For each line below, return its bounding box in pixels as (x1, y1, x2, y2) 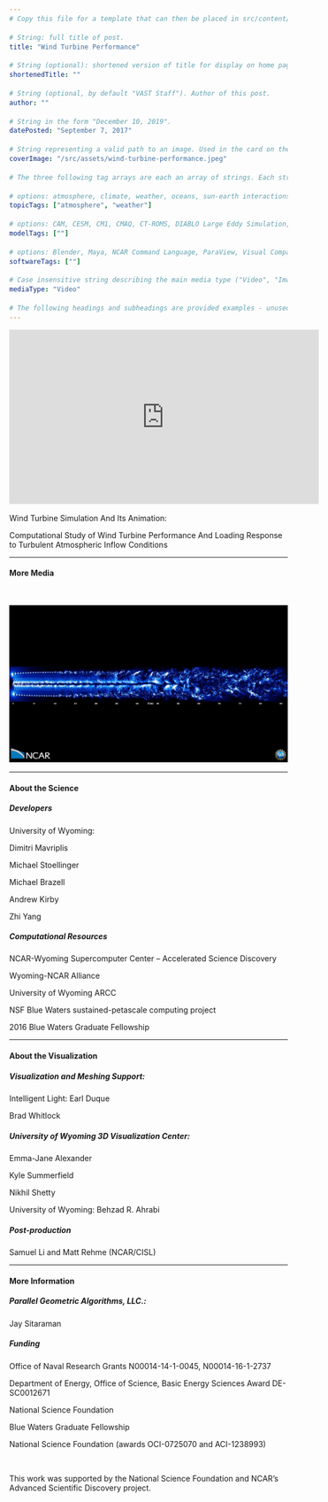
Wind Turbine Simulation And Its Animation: (9, 512, 168, 523)
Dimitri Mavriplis (9, 842, 69, 853)
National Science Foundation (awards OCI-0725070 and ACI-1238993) (9, 1438, 267, 1449)
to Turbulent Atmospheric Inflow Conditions (9, 539, 168, 550)
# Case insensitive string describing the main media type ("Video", (9, 275, 271, 285)
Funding (9, 1338, 41, 1349)
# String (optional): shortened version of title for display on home (9, 61, 275, 70)
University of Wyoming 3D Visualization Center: (9, 1130, 190, 1141)
